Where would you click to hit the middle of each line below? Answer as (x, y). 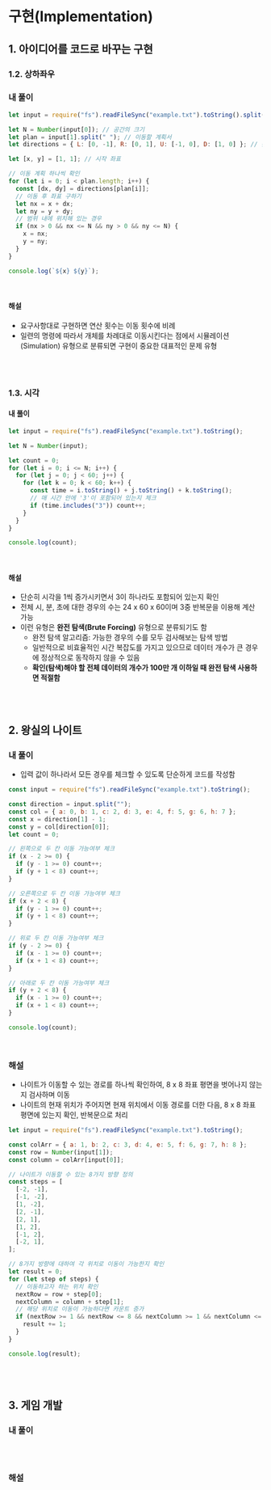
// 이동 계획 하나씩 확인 (44, 174)
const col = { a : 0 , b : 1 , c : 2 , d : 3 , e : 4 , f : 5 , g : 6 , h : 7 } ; (122, 812)
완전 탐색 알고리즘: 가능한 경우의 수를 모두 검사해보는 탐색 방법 (130, 637)
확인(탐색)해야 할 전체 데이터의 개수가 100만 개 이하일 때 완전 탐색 (134, 668)
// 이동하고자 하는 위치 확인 (57, 1286)
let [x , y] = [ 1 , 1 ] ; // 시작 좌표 (65, 159)
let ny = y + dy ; (45, 211)
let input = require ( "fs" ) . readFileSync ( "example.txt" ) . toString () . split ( (137, 115)
